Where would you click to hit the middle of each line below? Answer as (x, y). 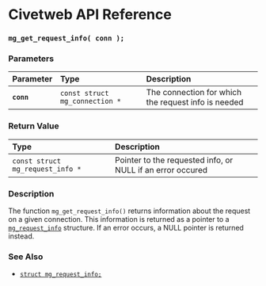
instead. (21, 236)
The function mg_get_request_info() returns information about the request (129, 211)
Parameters (31, 59)
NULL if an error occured (161, 170)
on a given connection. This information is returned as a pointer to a (119, 219)
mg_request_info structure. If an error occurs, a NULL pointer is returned (126, 228)
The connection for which (194, 93)
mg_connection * (90, 101)
